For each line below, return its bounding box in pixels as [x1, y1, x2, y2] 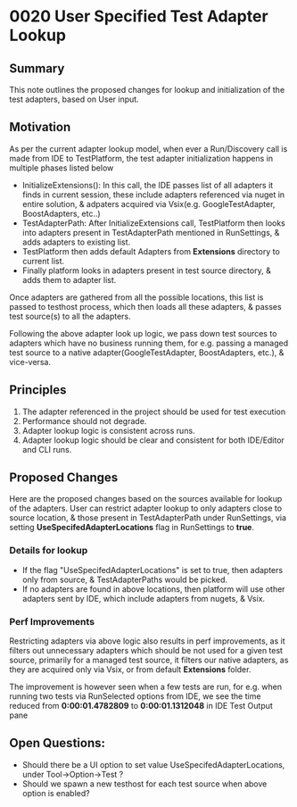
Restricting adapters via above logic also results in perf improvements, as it [9, 636, 285, 646]
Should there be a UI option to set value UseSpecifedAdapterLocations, [21, 759, 285, 770]
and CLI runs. [21, 444, 72, 454]
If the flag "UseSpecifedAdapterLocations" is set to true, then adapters [21, 564, 284, 575]
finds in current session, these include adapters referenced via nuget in [21, 189, 285, 200]
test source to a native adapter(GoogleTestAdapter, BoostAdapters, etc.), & [9, 346, 285, 358]
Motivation [9, 120, 71, 135]
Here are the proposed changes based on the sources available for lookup [9, 494, 283, 504]
